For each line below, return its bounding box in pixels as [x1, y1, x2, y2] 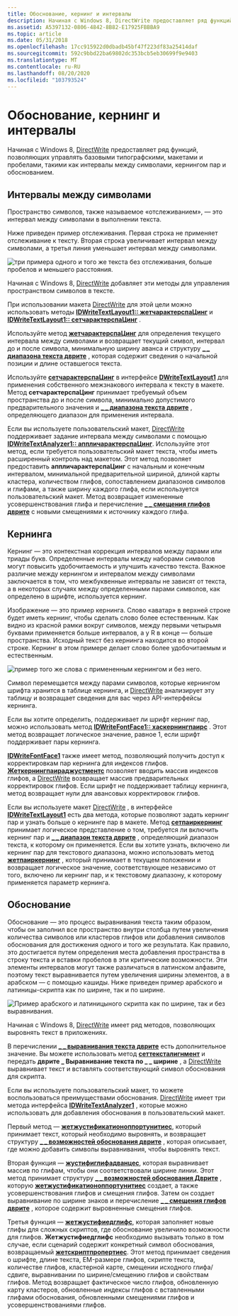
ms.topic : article [7, 30, 62, 38]
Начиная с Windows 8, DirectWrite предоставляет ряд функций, [7, 146, 198, 154]
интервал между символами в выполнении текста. [7, 215, 161, 224]
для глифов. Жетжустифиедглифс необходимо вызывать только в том [7, 1232, 225, 1241]
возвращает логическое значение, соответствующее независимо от [7, 863, 216, 872]
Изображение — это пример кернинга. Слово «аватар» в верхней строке [7, 605, 231, 614]
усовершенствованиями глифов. [7, 1300, 106, 1309]
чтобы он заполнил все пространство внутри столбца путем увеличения [7, 925, 229, 933]
